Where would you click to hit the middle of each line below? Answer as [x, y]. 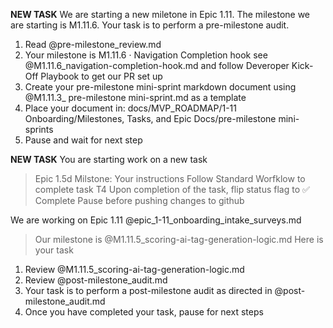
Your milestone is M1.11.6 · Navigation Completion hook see [146, 55]
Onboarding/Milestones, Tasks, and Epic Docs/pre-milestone [150, 118]
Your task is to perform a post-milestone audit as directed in [148, 290]
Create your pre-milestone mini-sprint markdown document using [160, 87]
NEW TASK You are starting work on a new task [109, 159]
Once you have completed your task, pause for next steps [144, 312]
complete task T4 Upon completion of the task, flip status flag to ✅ [172, 189]
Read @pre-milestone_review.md [93, 44]
